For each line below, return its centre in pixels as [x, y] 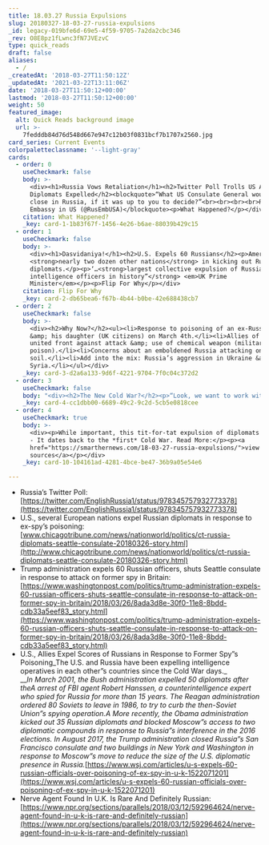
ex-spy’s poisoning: [52, 526]
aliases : [23, 61]
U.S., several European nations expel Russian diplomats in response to [136, 518]
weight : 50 [26, 105]
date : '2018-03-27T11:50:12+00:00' [68, 90]
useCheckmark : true [55, 418]
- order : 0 [34, 165]
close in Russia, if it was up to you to [100, 202]
